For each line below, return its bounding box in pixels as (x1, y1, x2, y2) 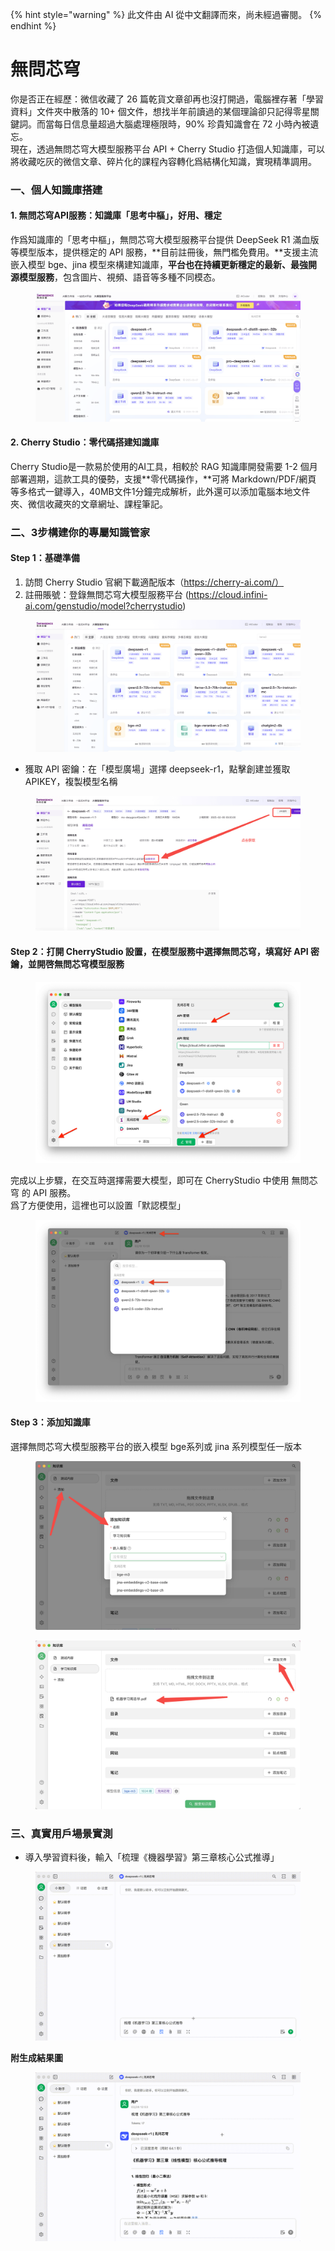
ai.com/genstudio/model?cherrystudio (24, 599, 183, 612)
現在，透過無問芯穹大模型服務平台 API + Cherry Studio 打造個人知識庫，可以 (10, 143, 326, 155)
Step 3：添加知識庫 (10, 1416, 91, 1428)
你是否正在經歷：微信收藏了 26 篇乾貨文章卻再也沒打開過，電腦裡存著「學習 (10, 93, 325, 105)
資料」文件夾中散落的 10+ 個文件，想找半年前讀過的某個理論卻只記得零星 (10, 105, 311, 117)
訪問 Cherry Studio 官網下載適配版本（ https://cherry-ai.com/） (24, 576, 285, 588)
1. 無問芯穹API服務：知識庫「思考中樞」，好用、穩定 (10, 209, 223, 222)
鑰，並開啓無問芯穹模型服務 (10, 958, 125, 970)
